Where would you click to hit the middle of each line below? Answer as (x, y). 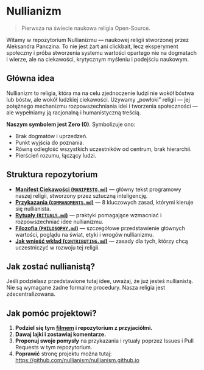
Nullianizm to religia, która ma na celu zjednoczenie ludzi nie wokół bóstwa (100, 93)
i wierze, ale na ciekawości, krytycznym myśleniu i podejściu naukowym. (98, 59)
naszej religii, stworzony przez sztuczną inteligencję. (81, 195)
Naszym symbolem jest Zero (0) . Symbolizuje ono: (71, 124)
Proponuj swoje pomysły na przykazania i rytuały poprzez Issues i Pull (104, 341)
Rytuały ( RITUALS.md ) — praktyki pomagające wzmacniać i (88, 215)
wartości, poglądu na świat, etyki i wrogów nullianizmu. (84, 234)
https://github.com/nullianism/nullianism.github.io (77, 360)
